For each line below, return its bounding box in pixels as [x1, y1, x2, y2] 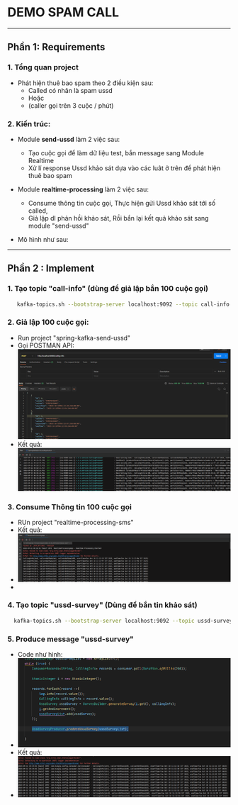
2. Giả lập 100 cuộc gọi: [7, 317, 89, 327]
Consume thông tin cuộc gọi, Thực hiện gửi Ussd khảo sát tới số [28, 199, 216, 207]
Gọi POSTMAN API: [17, 341, 74, 350]
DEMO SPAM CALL [7, 4, 119, 21]
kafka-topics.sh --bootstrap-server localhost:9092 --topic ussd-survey [13, 617, 233, 624]
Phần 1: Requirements [7, 41, 106, 53]
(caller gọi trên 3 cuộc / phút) [28, 101, 114, 110]
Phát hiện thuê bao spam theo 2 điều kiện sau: [17, 79, 154, 87]
